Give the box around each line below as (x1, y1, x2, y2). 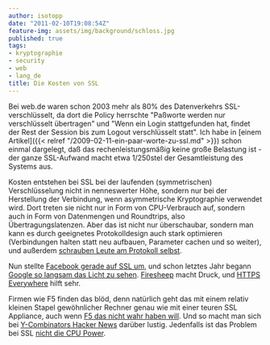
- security (8, 57, 45, 65)
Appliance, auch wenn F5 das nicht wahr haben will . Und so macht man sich (8, 311, 262, 321)
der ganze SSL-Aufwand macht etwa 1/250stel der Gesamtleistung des (8, 152, 243, 162)
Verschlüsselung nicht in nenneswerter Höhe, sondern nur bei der (8, 185, 227, 195)
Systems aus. (8, 161, 53, 171)
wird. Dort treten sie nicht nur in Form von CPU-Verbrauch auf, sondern (8, 202, 246, 212)
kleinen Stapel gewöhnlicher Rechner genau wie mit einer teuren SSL (8, 302, 238, 312)
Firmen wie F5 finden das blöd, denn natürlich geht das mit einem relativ (8, 293, 249, 303)
